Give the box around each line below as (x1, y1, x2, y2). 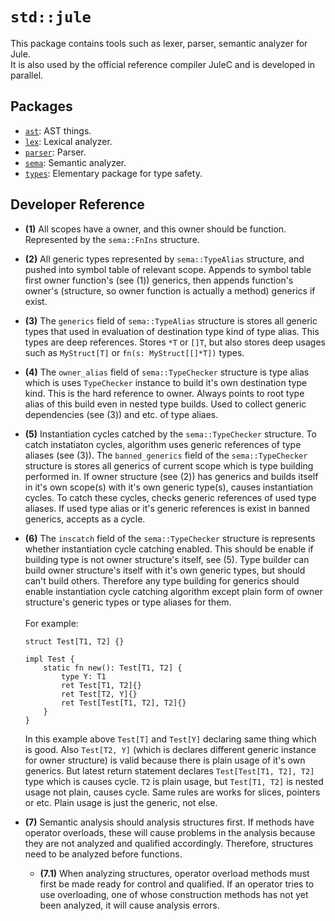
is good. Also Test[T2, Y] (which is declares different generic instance (24, 743, 317, 755)
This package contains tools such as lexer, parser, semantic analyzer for (10, 37, 308, 49)
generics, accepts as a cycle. (24, 513, 146, 525)
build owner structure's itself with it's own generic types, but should (24, 564, 306, 576)
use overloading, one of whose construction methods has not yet (39, 888, 309, 900)
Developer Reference (10, 196, 145, 213)
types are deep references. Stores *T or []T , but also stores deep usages (24, 336, 326, 348)
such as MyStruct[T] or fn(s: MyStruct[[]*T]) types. (24, 346, 245, 358)
